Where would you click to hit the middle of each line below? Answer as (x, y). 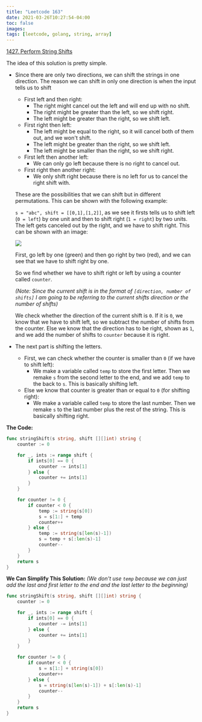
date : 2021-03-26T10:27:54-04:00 (48, 18)
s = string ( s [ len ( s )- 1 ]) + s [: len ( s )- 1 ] (90, 685)
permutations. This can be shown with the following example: (91, 201)
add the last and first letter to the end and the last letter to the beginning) (97, 585)
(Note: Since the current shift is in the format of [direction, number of (103, 291)
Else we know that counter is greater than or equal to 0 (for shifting (107, 391)
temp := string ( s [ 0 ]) (66, 511)
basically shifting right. (61, 416)
